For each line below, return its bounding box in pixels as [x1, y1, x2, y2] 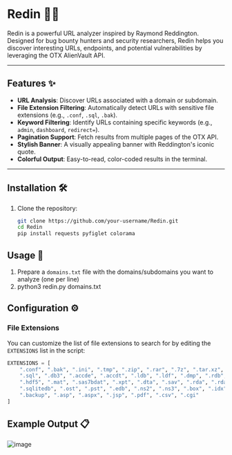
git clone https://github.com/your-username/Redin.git [17, 217, 179, 224]
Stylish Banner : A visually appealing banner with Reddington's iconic [17, 140, 215, 148]
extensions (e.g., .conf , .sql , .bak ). [17, 111, 118, 119]
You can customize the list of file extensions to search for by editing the [7, 339, 211, 347]
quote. [17, 147, 36, 156]
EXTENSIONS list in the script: [7, 346, 86, 355]
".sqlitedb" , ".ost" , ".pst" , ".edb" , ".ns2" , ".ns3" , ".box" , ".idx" [19, 385, 227, 393]
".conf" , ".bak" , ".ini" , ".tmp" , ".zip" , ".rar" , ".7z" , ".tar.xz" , [19, 366, 224, 373]
